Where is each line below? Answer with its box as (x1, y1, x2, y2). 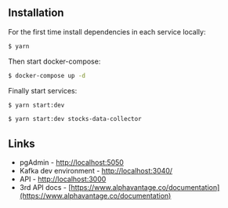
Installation (8, 6, 64, 20)
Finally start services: (8, 86, 78, 95)
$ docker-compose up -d (8, 71, 86, 79)
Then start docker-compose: (8, 57, 101, 66)
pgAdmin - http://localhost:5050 (19, 158, 124, 167)
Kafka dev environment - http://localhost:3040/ (19, 166, 173, 176)
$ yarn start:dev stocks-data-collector (8, 115, 143, 123)
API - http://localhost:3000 (19, 174, 107, 184)
